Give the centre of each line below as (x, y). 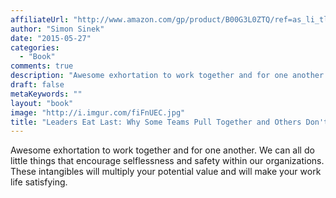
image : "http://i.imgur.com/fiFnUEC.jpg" (98, 112)
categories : (35, 47)
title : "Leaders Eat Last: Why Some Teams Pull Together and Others (156, 122)
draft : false (37, 85)
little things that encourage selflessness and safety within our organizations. (167, 161)
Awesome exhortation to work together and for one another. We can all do (162, 150)
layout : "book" (42, 103)
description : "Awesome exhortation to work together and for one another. (169, 76)
